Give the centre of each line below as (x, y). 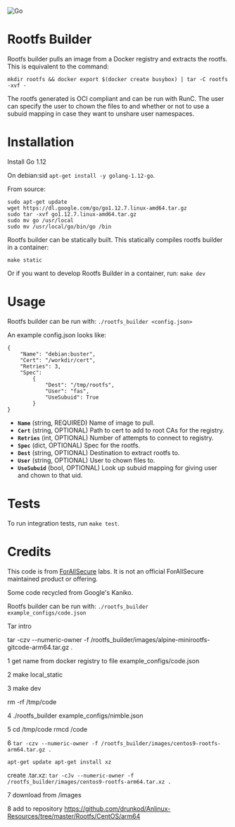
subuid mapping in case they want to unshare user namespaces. (101, 114)
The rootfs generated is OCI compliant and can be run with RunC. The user (116, 98)
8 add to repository (35, 809)
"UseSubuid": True (72, 397)
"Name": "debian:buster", (58, 354)
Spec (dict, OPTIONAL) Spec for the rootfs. (79, 445)
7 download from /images (45, 795)
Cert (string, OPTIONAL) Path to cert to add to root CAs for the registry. (121, 430)
